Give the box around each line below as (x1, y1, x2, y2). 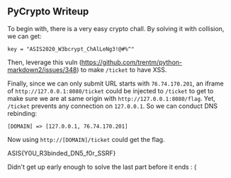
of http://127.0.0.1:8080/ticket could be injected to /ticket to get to (7, 86, 214, 95)
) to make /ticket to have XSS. (77, 65, 167, 73)
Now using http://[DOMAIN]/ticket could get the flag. (7, 135, 165, 143)
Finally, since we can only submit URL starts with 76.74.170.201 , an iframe (7, 79, 225, 88)
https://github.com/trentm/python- (81, 58, 183, 66)
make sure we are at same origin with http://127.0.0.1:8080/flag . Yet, (7, 94, 216, 102)
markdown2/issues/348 (7, 65, 77, 73)
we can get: (7, 32, 42, 40)
